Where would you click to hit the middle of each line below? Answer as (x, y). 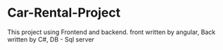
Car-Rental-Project (64, 13)
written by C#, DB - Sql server (51, 39)
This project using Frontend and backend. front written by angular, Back (111, 32)
